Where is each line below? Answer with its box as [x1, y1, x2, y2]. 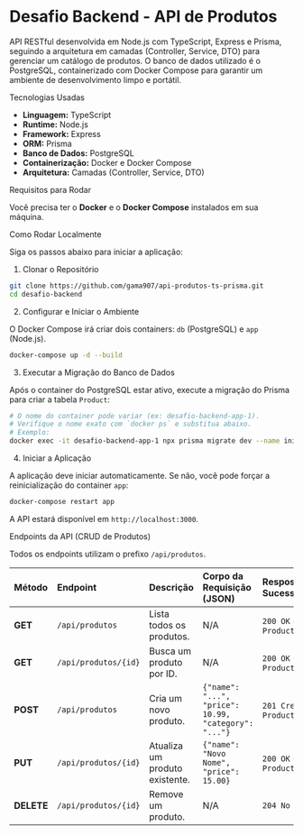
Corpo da [202, 570, 243, 583]
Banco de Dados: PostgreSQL [22, 147, 135, 159]
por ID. [148, 667, 178, 680]
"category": [202, 718, 254, 728]
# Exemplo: [9, 428, 50, 437]
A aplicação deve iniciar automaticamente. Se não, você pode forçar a [9, 471, 271, 482]
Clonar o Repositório [22, 263, 99, 274]
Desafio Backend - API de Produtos [9, 6, 278, 27]
